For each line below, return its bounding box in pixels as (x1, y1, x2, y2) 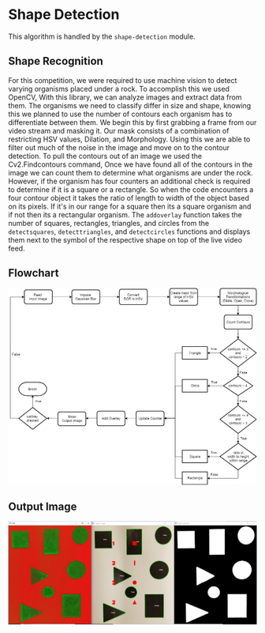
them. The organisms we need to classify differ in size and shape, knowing (8, 100, 252, 110)
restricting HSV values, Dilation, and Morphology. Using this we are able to (8, 134, 251, 144)
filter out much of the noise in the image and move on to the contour (8, 142, 230, 152)
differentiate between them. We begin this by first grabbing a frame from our (8, 117, 257, 127)
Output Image (8, 499, 77, 513)
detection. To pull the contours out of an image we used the (8, 151, 203, 160)
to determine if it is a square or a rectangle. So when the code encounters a (8, 184, 254, 194)
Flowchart (8, 266, 59, 280)
